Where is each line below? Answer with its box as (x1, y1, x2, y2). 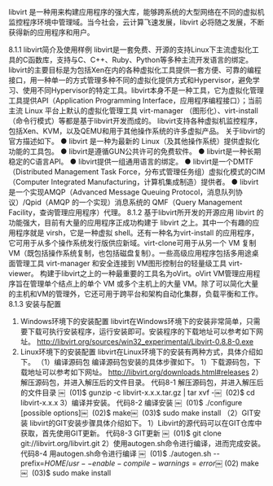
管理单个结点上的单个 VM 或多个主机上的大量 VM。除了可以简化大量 (29, 279, 259, 288)
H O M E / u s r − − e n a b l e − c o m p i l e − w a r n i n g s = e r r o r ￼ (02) (44, 458, 239, 468)
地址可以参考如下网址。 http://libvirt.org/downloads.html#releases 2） (27, 367, 263, 377)
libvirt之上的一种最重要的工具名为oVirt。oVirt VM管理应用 (60, 269, 253, 278)
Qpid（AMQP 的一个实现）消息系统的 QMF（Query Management (25, 198, 243, 207)
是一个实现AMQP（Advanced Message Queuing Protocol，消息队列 (8, 187, 236, 197)
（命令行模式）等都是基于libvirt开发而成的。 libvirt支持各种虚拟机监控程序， (8, 116, 262, 125)
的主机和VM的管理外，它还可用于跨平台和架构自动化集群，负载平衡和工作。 (8, 289, 263, 299)
